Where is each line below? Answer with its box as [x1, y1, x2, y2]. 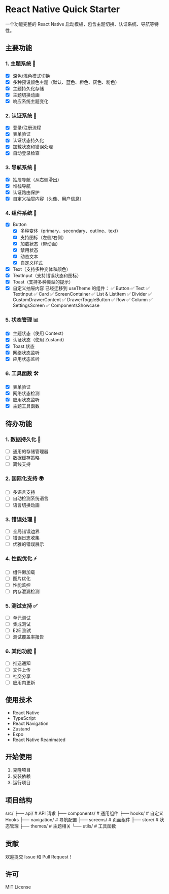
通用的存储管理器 [12, 448, 49, 454]
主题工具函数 [12, 403, 40, 409]
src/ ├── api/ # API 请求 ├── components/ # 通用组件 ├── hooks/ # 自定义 [5, 810, 164, 816]
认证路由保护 [12, 189, 40, 195]
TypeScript [12, 715, 36, 721]
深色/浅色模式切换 [12, 73, 50, 79]
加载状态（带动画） [20, 240, 61, 247]
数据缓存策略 [12, 455, 40, 461]
